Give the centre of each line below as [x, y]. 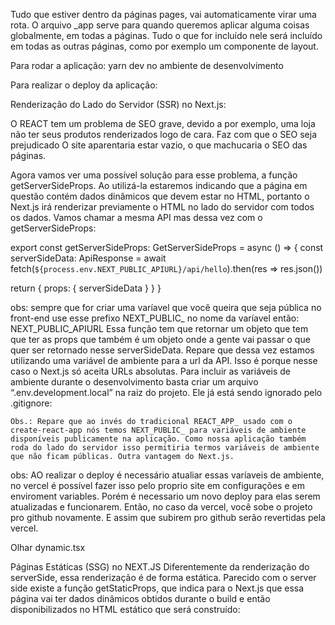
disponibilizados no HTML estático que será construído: [125, 609]
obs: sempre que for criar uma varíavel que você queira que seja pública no [166, 307]
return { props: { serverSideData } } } [86, 288]
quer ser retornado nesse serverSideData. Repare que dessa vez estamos [162, 350]
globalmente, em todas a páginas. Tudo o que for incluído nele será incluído [166, 35]
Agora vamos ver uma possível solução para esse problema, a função [154, 175]
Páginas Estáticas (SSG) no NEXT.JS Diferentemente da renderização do [160, 567]
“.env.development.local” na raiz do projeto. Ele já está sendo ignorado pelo [166, 392]
